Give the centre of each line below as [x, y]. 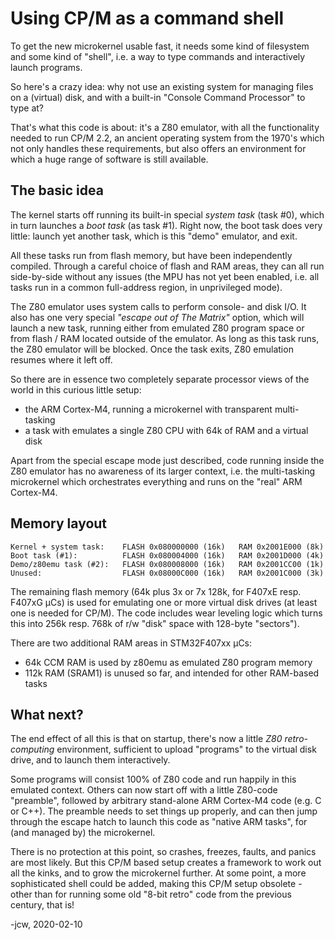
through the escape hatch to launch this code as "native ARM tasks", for [159, 822]
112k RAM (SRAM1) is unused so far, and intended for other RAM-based [172, 673]
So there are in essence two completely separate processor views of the [160, 379]
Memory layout [59, 523]
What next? [47, 714]
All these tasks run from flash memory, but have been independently [151, 255]
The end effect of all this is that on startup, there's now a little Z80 [146, 739]
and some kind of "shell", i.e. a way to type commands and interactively [158, 56]
